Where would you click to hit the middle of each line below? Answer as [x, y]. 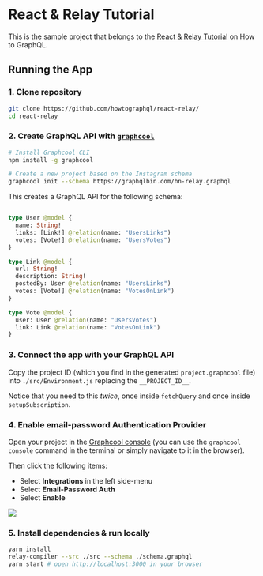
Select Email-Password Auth [68, 489]
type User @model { [40, 218]
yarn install [30, 550]
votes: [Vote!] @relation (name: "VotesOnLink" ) [95, 291]
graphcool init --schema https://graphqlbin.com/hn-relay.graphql [120, 182]
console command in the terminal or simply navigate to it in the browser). [126, 450]
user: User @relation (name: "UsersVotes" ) [86, 320]
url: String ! [37, 269]
